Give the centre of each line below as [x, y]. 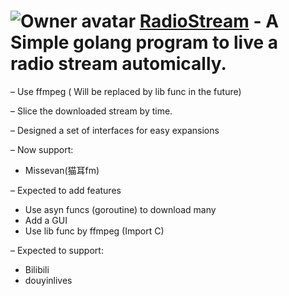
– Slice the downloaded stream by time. [91, 111]
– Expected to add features [66, 190]
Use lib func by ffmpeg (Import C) [94, 231]
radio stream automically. [118, 64]
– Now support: [42, 149]
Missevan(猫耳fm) [62, 170]
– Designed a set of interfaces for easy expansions [115, 130]
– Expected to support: [57, 250]
